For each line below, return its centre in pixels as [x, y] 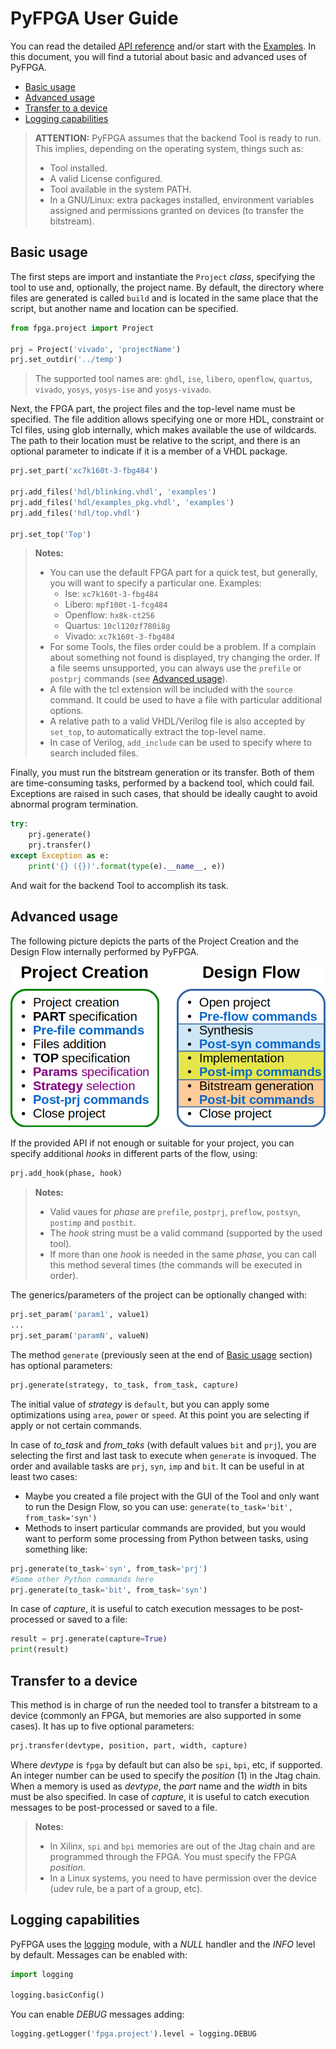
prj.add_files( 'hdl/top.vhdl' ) [75, 513]
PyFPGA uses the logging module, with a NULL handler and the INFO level [163, 1944]
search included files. [94, 753]
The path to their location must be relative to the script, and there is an [155, 441]
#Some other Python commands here [82, 1579]
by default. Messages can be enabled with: [99, 1954]
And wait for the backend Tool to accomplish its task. [119, 885]
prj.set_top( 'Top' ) [51, 534]
